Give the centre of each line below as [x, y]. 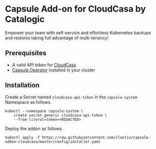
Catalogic [25, 19]
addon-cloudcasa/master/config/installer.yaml [53, 142]
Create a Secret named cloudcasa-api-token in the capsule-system [71, 97]
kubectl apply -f [23, 137]
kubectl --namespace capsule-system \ [44, 111]
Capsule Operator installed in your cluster [54, 70]
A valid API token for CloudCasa [44, 65]
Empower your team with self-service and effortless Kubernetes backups [78, 33]
